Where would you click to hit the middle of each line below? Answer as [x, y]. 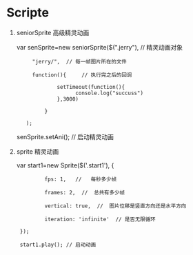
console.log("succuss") [109, 93]
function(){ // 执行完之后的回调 [82, 75]
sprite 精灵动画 [38, 151]
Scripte [28, 13]
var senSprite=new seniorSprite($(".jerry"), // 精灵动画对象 [100, 47]
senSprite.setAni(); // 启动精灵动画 [65, 136]
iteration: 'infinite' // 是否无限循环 [100, 219]
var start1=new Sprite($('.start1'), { [65, 165]
